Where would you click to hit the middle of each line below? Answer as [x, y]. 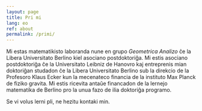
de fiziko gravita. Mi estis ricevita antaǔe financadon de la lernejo [87, 84]
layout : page [23, 12]
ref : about [20, 29]
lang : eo [17, 23]
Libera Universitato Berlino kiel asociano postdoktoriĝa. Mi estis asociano [97, 58]
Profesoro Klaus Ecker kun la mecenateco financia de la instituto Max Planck [101, 77]
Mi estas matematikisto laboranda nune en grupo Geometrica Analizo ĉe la [99, 51]
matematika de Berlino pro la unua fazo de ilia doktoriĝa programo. [89, 90]
